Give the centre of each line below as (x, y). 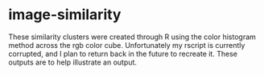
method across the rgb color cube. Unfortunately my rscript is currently (127, 45)
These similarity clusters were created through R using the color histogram (132, 37)
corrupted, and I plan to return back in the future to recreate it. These (123, 53)
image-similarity (65, 15)
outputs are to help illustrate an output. (72, 62)
